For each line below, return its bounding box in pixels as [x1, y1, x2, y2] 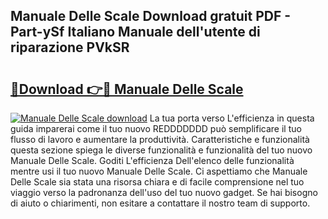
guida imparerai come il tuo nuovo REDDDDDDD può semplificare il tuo [10, 123, 302, 134]
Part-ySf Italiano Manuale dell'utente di [10, 24, 261, 41]
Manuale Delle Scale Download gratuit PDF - [10, 8, 292, 25]
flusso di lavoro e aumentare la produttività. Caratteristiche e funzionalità [10, 134, 310, 145]
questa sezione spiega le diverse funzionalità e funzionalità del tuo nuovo [10, 144, 313, 156]
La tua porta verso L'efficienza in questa [149, 112, 315, 124]
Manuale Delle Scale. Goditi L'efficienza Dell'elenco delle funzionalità [10, 155, 295, 166]
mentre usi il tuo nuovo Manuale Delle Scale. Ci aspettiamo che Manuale [10, 165, 308, 177]
